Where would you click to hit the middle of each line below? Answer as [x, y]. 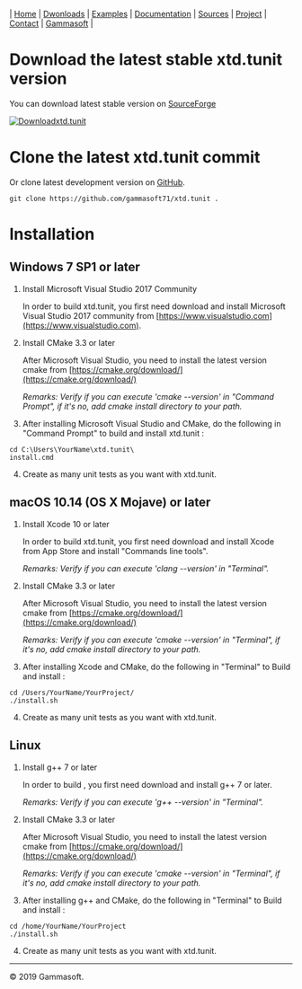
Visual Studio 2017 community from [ [91, 315]
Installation [52, 234]
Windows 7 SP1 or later [75, 267]
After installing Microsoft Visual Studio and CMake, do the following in [151, 423]
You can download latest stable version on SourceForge [113, 103]
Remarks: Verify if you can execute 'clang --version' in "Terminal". [146, 568]
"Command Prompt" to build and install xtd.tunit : [113, 433]
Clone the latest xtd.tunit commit [135, 158]
